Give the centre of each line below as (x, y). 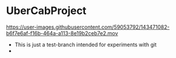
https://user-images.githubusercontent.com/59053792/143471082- (88, 27)
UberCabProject (46, 11)
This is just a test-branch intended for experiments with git (86, 45)
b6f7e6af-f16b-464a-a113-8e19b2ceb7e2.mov (62, 33)
